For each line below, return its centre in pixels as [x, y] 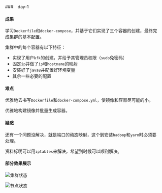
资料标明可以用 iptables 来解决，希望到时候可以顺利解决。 [64, 151]
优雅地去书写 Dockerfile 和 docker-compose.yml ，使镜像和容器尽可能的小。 [79, 100]
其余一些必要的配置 [32, 76]
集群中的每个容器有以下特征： [35, 47]
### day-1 [17, 7]
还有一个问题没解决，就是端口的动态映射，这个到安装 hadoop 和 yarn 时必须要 [81, 135]
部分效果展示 [18, 164]
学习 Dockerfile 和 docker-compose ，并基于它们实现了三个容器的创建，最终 [79, 31]
